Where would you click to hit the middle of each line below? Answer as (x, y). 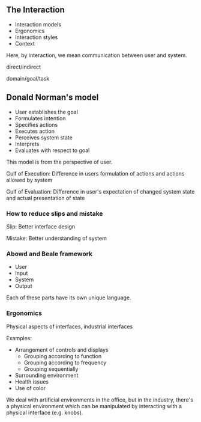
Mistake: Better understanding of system (56, 238)
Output (23, 286)
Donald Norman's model (52, 98)
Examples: (19, 338)
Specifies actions (36, 124)
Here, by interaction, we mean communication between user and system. (97, 55)
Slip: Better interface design (41, 226)
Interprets (27, 144)
